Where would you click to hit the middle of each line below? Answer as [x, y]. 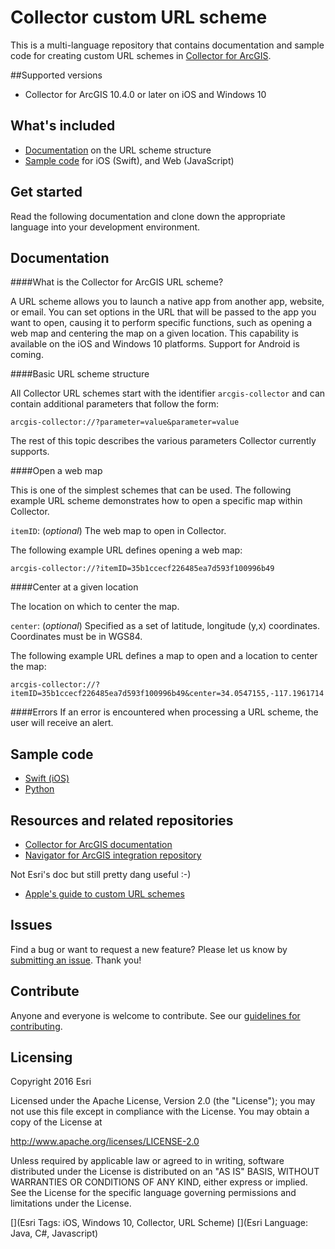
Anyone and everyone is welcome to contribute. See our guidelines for [155, 1015]
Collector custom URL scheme [139, 17]
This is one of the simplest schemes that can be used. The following [151, 490]
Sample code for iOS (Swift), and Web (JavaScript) [129, 160]
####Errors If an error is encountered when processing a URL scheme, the [164, 712]
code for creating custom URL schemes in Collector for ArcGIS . [141, 55]
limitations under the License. [71, 1203]
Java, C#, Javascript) [54, 1233]
